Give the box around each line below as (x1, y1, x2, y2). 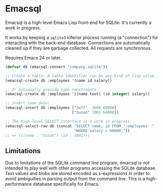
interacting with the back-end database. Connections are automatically (5, 39, 151, 45)
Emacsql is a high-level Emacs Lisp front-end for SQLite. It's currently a (5, 19, 152, 25)
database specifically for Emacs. (33, 181, 100, 187)
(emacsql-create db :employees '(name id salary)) (5, 78, 112, 83)
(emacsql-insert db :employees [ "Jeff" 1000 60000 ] (5, 105, 117, 110)
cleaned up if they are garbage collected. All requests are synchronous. (5, 45, 152, 51)
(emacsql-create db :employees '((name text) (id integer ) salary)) (5, 92, 150, 97)
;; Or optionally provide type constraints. (5, 87, 99, 92)
